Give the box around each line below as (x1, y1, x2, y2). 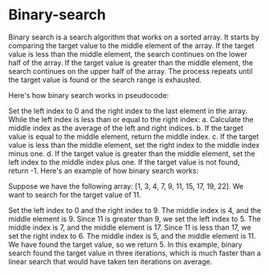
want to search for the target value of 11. (8, 190, 142, 199)
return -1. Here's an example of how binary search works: (8, 166, 199, 175)
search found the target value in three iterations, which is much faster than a (8, 247, 261, 258)
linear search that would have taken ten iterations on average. (8, 256, 213, 266)
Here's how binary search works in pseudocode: (8, 90, 169, 100)
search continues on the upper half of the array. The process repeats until (8, 66, 253, 76)
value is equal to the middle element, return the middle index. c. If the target (8, 131, 259, 141)
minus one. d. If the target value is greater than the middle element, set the (8, 149, 255, 158)
